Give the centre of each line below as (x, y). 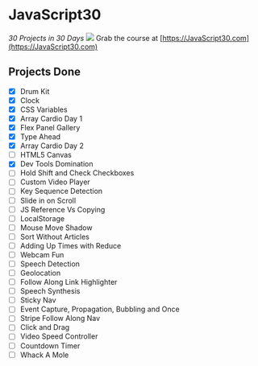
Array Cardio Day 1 (51, 118)
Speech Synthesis (50, 291)
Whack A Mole (44, 355)
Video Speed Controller (59, 336)
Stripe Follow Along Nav (60, 319)
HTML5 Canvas (46, 155)
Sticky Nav (38, 300)
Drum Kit (35, 91)
